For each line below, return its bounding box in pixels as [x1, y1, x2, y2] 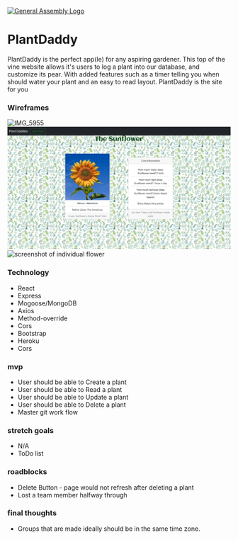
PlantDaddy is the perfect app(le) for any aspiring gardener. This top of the [7, 55, 225, 63]
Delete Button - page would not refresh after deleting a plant [17, 483, 194, 492]
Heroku [17, 337, 40, 345]
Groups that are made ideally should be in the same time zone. [17, 524, 200, 533]
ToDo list [17, 449, 44, 458]
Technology [7, 268, 50, 278]
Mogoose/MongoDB [17, 298, 77, 308]
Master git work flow [17, 407, 78, 416]
